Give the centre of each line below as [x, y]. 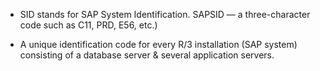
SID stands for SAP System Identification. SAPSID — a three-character [165, 14]
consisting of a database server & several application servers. [147, 55]
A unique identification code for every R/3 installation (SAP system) [158, 44]
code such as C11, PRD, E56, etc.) [88, 25]
